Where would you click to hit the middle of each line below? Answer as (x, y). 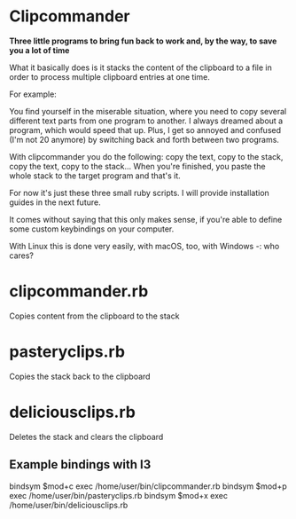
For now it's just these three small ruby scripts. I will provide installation (140, 193)
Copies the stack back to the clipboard (80, 376)
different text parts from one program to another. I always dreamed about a (146, 121)
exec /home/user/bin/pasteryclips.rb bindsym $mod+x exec (119, 495)
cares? (21, 256)
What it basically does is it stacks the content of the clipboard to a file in (141, 67)
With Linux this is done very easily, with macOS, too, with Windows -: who (144, 246)
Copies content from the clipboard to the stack (94, 316)
